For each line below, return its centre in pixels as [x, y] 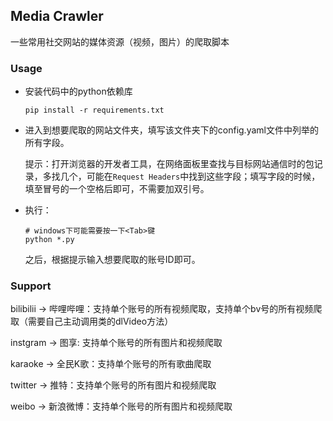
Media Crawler [57, 16]
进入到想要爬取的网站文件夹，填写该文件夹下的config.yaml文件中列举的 [171, 130]
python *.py [49, 240]
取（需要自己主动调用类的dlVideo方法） [92, 321]
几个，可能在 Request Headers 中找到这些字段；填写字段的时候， [190, 176]
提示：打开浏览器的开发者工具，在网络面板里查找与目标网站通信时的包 [169, 164]
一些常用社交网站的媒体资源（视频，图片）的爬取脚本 [120, 41]
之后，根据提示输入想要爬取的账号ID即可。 [112, 260]
